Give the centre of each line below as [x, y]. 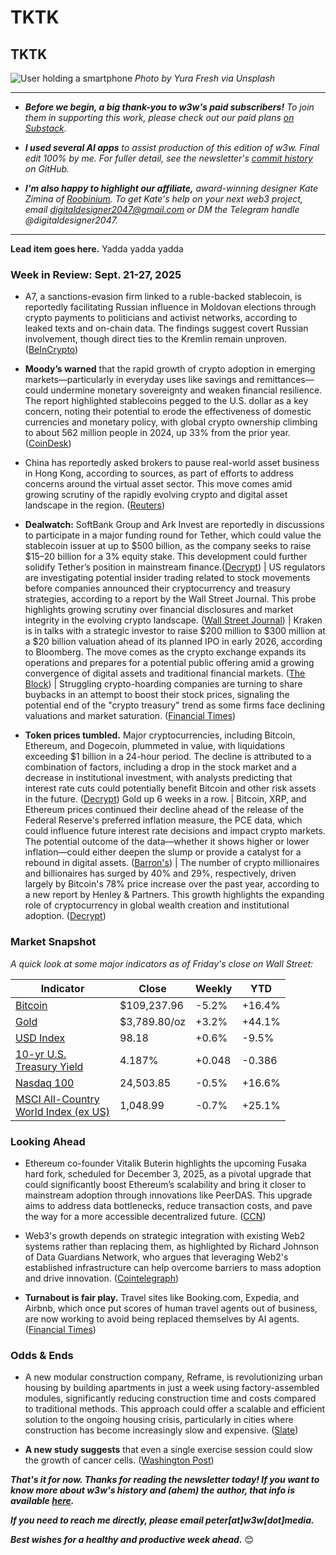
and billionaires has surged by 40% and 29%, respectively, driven [160, 873]
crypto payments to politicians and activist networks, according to [161, 318]
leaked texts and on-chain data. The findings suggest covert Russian [166, 328]
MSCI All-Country [57, 1099]
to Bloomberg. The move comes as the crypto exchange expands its [165, 652]
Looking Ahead [48, 1141]
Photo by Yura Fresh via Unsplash [204, 78]
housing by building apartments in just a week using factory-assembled [172, 1388]
